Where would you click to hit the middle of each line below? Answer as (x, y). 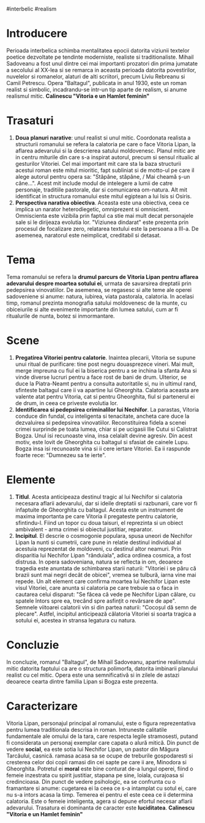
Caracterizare (42, 706)
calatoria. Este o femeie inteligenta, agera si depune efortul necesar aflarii (99, 801)
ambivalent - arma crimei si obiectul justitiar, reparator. (84, 529)
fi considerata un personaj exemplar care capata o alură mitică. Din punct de (103, 742)
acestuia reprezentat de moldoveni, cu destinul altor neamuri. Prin (98, 549)
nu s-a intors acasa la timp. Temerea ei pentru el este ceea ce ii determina (100, 794)
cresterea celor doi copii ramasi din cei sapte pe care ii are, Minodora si (96, 762)
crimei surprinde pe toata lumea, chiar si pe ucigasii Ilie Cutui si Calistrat (106, 429)
